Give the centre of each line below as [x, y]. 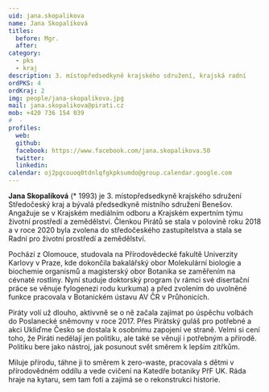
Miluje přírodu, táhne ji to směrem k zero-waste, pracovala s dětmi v [121, 362]
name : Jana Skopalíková [48, 23]
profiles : [25, 128]
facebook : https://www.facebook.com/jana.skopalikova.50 [113, 151]
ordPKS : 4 [25, 83]
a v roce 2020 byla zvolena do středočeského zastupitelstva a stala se [125, 230]
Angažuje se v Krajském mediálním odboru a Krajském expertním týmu [126, 213]
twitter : [30, 158]
